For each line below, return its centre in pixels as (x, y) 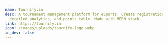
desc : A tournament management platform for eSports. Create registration (85, 14)
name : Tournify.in (24, 10)
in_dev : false (20, 33)
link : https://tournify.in (33, 23)
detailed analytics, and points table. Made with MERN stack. (76, 19)
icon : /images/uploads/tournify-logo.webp (50, 28)
